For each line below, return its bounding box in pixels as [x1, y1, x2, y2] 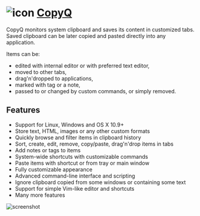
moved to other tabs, [14, 68, 67, 75]
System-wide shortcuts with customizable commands [14, 153, 148, 160]
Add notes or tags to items [14, 146, 81, 153]
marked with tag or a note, [14, 81, 80, 88]
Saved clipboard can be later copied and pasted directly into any [6, 32, 166, 39]
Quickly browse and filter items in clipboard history [14, 134, 141, 141]
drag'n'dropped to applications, [14, 75, 93, 82]
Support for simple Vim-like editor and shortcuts [14, 185, 135, 192]
